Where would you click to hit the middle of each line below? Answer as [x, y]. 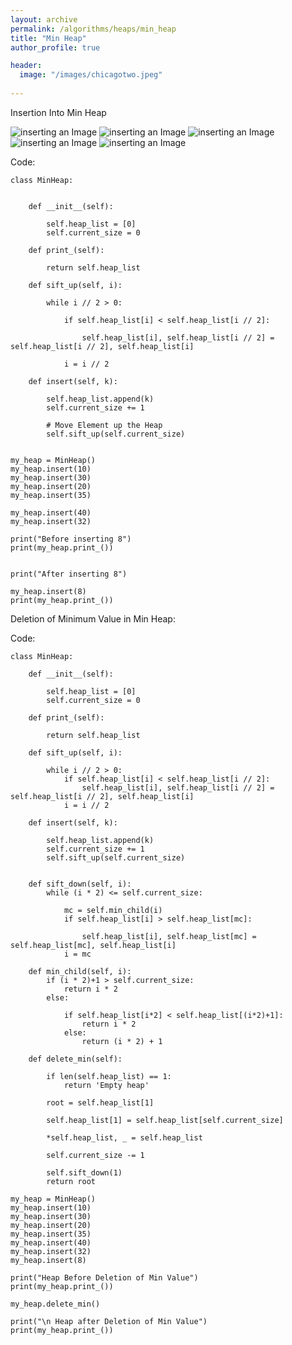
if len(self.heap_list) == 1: [109, 1076]
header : [26, 66]
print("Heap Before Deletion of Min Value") [104, 1277]
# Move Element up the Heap [104, 425]
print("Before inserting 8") [71, 539]
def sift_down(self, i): [80, 884]
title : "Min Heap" [48, 38]
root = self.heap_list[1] [100, 1102]
